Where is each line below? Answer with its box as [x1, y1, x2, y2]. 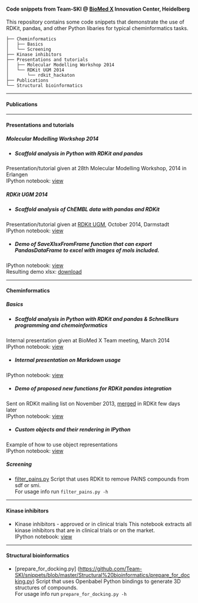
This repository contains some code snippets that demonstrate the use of [6, 18, 184, 25]
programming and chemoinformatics [14, 322, 108, 329]
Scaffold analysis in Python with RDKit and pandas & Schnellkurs [14, 316, 179, 323]
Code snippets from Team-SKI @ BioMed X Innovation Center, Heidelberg [6, 5, 190, 12]
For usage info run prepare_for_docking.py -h [14, 590, 127, 597]
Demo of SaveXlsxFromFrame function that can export [14, 241, 152, 248]
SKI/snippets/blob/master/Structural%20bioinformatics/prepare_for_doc [14, 571, 190, 578]
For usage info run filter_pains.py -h [14, 488, 108, 495]
